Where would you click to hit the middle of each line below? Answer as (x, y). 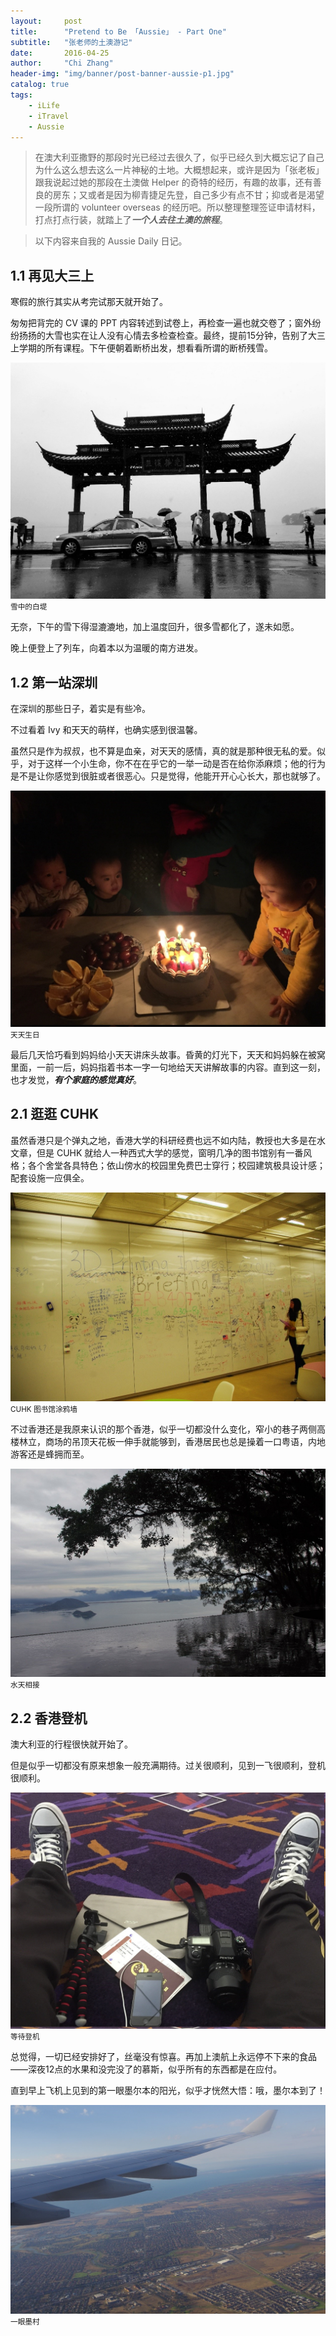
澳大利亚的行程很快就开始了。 (71, 1744)
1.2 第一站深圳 (54, 682)
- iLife (44, 105)
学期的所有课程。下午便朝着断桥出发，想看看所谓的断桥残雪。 (145, 348)
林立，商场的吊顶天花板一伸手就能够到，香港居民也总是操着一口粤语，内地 (172, 1441)
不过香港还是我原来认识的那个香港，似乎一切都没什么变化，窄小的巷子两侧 (163, 1429)
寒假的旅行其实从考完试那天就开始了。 (89, 302)
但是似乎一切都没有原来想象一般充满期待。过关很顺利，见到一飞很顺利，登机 (168, 1766)
